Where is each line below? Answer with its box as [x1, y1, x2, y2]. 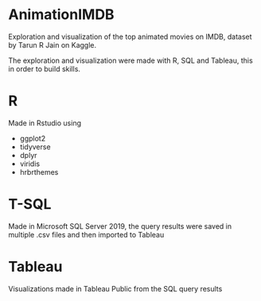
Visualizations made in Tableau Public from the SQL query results [8, 284, 223, 293]
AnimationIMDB [8, 6, 115, 24]
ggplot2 [19, 133, 46, 143]
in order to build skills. [8, 64, 81, 73]
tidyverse [19, 141, 51, 152]
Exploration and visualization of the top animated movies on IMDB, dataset [8, 32, 252, 41]
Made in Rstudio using [8, 118, 82, 128]
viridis [19, 159, 41, 168]
